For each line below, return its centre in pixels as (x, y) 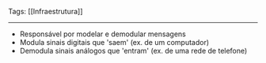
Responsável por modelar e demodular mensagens (103, 34)
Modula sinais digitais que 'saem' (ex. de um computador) (114, 42)
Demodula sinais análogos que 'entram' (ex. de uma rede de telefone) (133, 51)
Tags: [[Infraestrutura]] (46, 11)
